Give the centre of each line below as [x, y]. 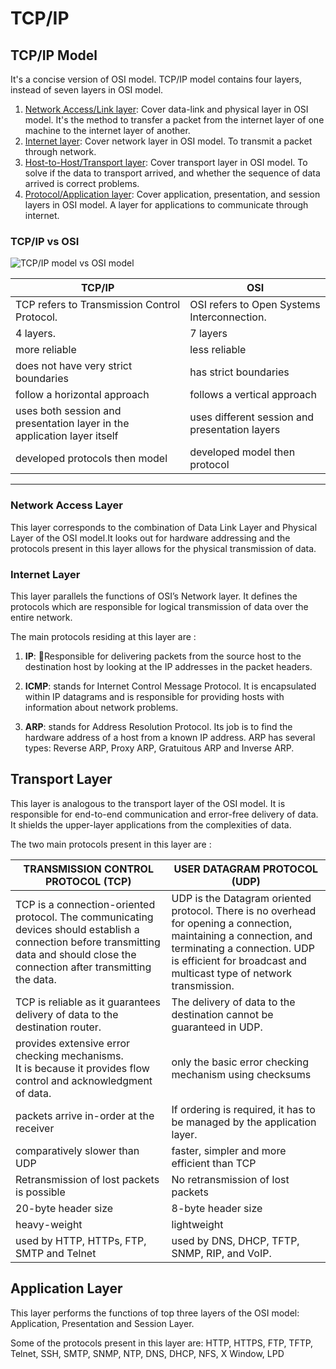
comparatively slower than [77, 1150]
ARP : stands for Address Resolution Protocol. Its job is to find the [158, 726]
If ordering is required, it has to [243, 1109]
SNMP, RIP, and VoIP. [221, 1253]
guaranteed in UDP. [217, 1027]
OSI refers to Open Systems [255, 305]
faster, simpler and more [229, 1150]
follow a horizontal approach [82, 395]
